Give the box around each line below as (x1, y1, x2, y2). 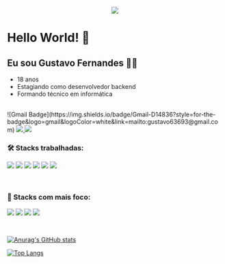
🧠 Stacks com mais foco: (7, 192, 91, 202)
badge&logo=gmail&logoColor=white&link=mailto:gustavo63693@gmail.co (7, 118, 219, 126)
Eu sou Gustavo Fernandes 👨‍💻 (7, 57, 138, 68)
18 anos (16, 75, 40, 83)
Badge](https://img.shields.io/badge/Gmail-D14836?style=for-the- (28, 110, 216, 118)
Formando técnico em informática (16, 90, 113, 98)
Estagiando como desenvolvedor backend (16, 83, 136, 90)
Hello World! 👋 (7, 30, 90, 46)
